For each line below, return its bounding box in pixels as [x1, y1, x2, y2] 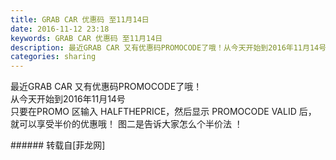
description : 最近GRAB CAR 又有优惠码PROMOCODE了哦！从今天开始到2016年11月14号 [10, 42, 327, 53]
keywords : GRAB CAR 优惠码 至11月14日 [10, 33, 163, 43]
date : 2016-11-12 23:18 [10, 24, 110, 34]
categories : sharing [10, 52, 97, 62]
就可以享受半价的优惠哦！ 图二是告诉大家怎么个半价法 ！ [10, 118, 243, 130]
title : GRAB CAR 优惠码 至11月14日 [10, 14, 150, 25]
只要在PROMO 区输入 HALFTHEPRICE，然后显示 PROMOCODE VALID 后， [10, 106, 317, 118]
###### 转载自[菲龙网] [10, 139, 106, 151]
